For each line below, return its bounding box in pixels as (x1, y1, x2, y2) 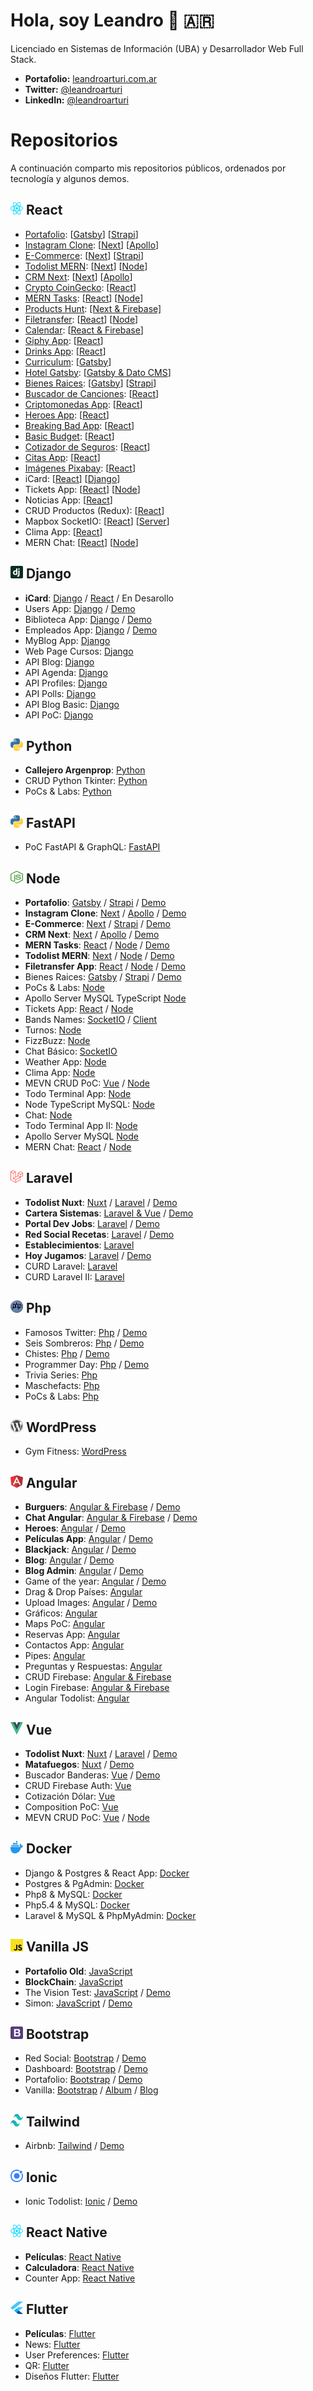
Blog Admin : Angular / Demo (24, 1565, 145, 1577)
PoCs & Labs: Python (24, 785, 112, 798)
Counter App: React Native (24, 2272, 136, 2284)
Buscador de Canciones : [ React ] (24, 387, 160, 399)
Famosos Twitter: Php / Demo (24, 1326, 148, 1338)
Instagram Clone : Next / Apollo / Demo (24, 907, 187, 919)
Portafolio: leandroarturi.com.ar (24, 72, 158, 84)
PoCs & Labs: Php (24, 1390, 100, 1402)
